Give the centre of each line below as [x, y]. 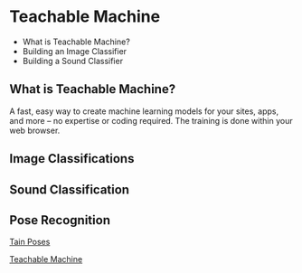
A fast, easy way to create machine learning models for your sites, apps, [144, 111]
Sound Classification [69, 189]
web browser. [35, 130]
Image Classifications [72, 159]
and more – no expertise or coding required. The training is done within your [151, 120]
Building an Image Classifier [75, 51]
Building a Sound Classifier [73, 61]
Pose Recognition [60, 220]
